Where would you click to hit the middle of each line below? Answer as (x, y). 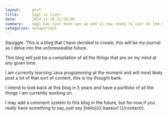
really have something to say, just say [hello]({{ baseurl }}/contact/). (75, 108)
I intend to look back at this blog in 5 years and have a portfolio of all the (79, 87)
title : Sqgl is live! (33, 14)
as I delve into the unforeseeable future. (46, 48)
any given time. (21, 63)
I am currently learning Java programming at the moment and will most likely (84, 72)
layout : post (23, 10)
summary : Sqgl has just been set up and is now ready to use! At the (82, 24)
